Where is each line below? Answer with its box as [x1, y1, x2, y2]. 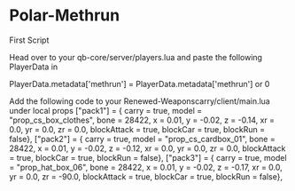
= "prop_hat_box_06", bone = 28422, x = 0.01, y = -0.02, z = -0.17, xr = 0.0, [9, 162, 283, 172]
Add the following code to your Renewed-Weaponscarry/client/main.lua [9, 95, 270, 107]
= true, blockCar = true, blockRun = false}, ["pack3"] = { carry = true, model [9, 152, 287, 163]
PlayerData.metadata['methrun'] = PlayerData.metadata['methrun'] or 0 [9, 78, 270, 89]
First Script [9, 35, 50, 45]
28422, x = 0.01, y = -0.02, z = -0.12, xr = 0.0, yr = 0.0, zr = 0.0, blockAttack [9, 143, 286, 154]
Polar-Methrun [9, 5, 120, 26]
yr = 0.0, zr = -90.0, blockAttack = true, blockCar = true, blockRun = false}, [9, 171, 283, 182]
